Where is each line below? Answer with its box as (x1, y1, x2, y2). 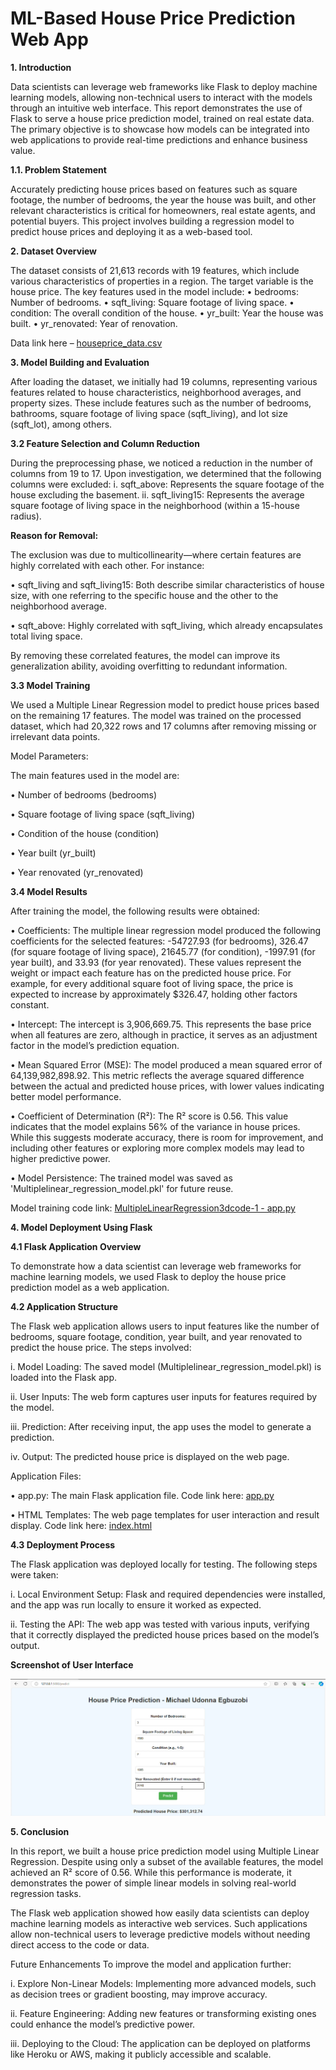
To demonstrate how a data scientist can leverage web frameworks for (10, 1260, 302, 1272)
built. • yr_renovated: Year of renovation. (10, 317, 178, 329)
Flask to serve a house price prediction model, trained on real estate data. (10, 112, 315, 124)
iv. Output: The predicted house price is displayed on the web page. (10, 1450, 290, 1462)
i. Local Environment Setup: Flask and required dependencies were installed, (10, 1588, 326, 1600)
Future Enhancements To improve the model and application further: (10, 1958, 292, 1970)
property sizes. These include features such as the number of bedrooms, (10, 397, 312, 409)
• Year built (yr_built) (10, 847, 97, 859)
